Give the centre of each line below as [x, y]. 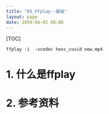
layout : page [22, 17]
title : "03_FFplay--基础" [36, 11]
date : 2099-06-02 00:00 [35, 22]
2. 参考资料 [33, 103]
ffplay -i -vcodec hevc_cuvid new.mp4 [54, 49]
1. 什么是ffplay [41, 74]
